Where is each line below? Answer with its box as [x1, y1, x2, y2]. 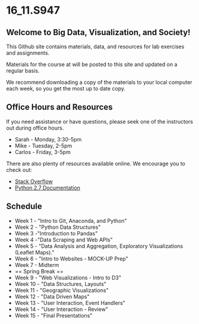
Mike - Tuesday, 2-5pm [14, 142, 72, 149]
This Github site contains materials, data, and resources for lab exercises [6, 43, 185, 50]
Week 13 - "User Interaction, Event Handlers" [14, 299, 126, 306]
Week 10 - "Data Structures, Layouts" [14, 280, 107, 287]
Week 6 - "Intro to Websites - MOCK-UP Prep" [14, 255, 129, 262]
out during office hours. [6, 124, 64, 131]
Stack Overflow [14, 178, 53, 185]
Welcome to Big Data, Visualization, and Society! [6, 27, 191, 37]
